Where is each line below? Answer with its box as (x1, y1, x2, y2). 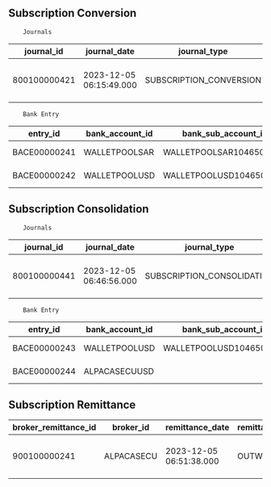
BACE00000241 (12, 146, 77, 157)
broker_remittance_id (12, 422, 97, 433)
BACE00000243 (12, 342, 77, 354)
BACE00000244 (12, 365, 77, 376)
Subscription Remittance (8, 398, 136, 412)
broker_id (111, 422, 150, 433)
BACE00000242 (12, 170, 77, 181)
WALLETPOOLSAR (83, 146, 155, 157)
